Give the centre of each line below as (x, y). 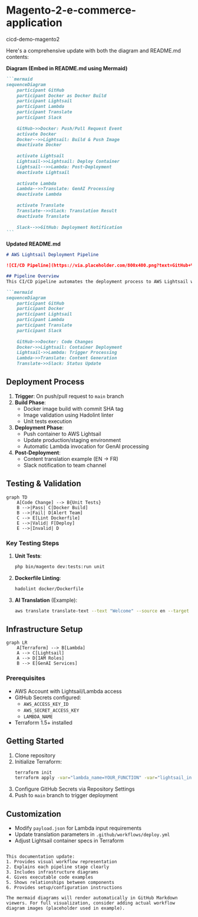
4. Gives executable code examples (50, 877)
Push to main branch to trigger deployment (66, 795)
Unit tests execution (48, 421)
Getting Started (35, 741)
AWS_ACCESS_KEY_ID (46, 704)
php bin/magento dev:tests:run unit (60, 566)
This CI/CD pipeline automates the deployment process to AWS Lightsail (97, 281)
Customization (34, 814)
